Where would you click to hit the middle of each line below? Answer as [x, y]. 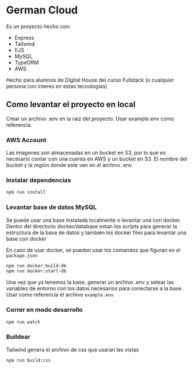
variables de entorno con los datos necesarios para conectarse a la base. [94, 288]
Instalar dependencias [39, 180]
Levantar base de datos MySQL [51, 207]
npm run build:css [28, 360]
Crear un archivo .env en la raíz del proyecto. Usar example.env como [90, 119]
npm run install [26, 192]
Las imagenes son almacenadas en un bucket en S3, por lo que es [86, 153]
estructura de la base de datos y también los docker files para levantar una [96, 232]
